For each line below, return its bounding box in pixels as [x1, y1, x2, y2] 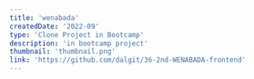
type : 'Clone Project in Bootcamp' [9, 30, 145, 39]
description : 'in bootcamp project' [9, 38, 148, 48]
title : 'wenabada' [9, 13, 79, 23]
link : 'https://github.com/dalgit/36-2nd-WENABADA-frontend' [9, 55, 247, 64]
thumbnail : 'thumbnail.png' [9, 47, 117, 56]
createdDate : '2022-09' [9, 22, 100, 31]
